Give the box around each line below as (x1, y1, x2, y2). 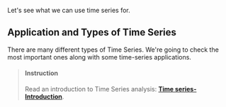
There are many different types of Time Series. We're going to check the (7, 45, 220, 54)
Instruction (24, 69, 59, 77)
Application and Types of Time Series (7, 26, 177, 38)
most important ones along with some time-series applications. (7, 52, 191, 61)
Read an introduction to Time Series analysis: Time (24, 85, 174, 94)
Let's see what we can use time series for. (7, 6, 130, 14)
